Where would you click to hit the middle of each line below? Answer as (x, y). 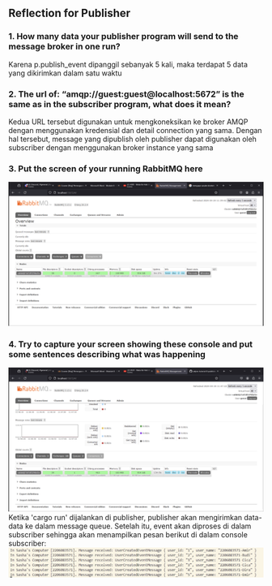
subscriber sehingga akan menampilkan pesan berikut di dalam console (128, 534)
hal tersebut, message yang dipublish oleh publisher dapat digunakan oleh (133, 139)
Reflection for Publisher (70, 13)
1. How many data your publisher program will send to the (123, 37)
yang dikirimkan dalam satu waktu (66, 73)
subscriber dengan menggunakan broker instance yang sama (111, 147)
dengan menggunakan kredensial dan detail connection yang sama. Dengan (135, 130)
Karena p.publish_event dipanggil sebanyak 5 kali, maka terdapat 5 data (128, 64)
